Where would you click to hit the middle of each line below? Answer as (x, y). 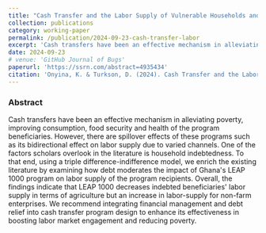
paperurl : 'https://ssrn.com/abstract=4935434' (88, 67)
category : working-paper (49, 30)
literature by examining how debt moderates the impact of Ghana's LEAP (127, 170)
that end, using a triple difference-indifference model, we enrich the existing (133, 161)
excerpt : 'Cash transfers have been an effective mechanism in (115, 45)
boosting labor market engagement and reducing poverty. (103, 220)
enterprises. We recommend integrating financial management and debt (126, 204)
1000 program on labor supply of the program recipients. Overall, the (120, 178)
